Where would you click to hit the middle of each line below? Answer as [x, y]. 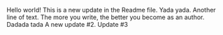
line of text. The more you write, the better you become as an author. [106, 17]
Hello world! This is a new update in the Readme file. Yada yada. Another [111, 10]
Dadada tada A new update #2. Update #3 [67, 24]
